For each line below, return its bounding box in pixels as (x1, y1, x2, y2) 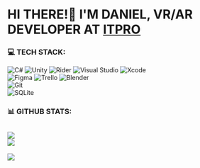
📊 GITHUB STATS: (7, 106, 72, 116)
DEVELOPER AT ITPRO (7, 21, 141, 38)
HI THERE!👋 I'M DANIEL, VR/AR (7, 6, 193, 23)
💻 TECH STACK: (7, 47, 66, 57)
